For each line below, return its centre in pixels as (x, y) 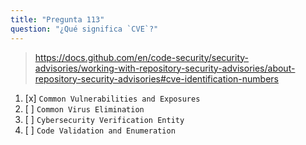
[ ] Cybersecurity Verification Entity (104, 119)
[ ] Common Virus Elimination (84, 108)
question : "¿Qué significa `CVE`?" (84, 29)
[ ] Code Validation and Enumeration (100, 130)
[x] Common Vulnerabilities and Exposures (112, 98)
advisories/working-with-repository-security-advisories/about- (165, 68)
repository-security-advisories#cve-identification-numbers (156, 78)
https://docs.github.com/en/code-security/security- (142, 57)
